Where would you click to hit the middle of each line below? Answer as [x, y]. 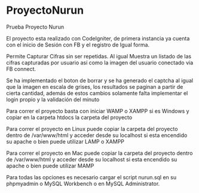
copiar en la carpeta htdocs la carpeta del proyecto [69, 117]
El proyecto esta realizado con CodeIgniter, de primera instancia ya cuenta [98, 38]
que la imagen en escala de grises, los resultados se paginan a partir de [95, 86]
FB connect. [21, 69]
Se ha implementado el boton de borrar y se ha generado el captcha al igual [99, 80]
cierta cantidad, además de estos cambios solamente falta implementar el [97, 93]
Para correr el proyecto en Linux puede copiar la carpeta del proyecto [92, 129]
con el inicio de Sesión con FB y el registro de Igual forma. [78, 45]
